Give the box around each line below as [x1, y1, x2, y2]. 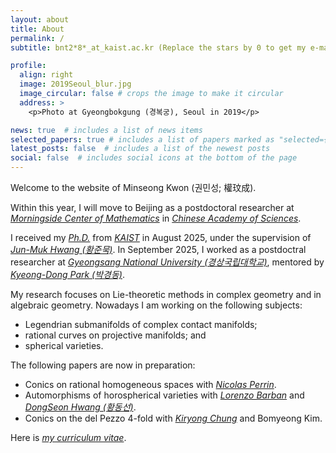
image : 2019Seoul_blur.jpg [19, 79, 132, 90]
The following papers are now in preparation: [10, 359, 196, 371]
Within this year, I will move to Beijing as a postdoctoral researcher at [10, 202, 295, 213]
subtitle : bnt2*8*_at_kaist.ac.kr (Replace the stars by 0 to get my [10, 42, 307, 53]
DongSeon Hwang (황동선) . [24, 401, 137, 413]
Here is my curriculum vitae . [10, 432, 127, 443]
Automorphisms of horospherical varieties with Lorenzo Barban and [24, 389, 305, 401]
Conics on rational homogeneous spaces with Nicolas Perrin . [24, 379, 277, 390]
